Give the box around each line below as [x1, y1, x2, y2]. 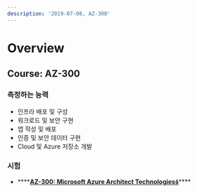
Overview [7, 40, 65, 56]
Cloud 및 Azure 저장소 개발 [17, 142, 93, 150]
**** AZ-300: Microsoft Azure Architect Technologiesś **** [17, 177, 192, 185]
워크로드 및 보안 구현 [17, 116, 74, 124]
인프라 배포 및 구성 [17, 107, 68, 116]
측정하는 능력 [7, 90, 49, 100]
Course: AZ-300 [7, 68, 80, 80]
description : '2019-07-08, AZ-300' [7, 10, 111, 17]
